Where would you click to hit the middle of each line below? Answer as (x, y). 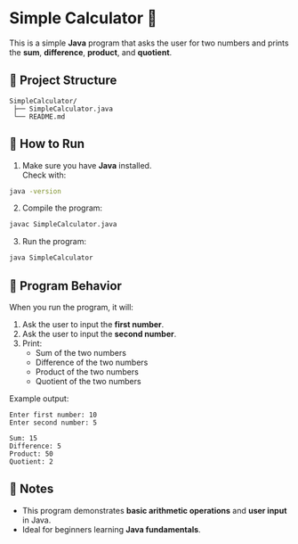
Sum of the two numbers (81, 353)
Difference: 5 (36, 446)
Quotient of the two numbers (88, 381)
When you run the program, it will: (71, 307)
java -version (36, 191)
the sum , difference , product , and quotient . (91, 52)
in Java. (36, 520)
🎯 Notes (32, 489)
